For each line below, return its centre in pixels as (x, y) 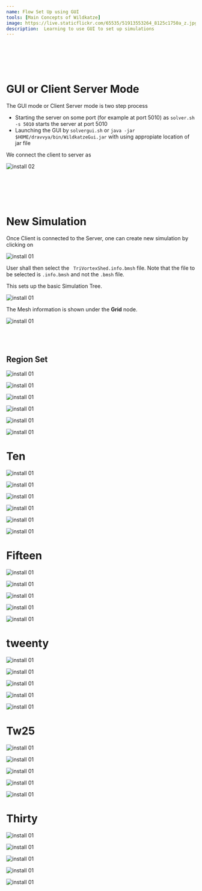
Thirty (22, 818)
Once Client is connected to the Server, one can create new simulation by (97, 238)
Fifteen (24, 556)
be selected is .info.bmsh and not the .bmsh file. (65, 275)
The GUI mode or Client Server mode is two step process (77, 106)
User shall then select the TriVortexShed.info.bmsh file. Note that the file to (101, 268)
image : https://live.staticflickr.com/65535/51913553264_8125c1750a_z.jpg (102, 23)
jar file (23, 143)
